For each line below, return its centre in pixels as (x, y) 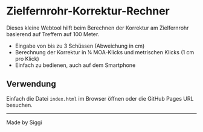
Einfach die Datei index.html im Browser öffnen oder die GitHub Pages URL (100, 98)
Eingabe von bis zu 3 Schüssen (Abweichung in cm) (80, 46)
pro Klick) (27, 58)
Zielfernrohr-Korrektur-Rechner (88, 11)
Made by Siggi (24, 122)
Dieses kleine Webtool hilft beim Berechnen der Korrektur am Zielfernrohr (98, 28)
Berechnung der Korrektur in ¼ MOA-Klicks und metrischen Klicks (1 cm (105, 52)
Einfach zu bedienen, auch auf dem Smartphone (75, 65)
